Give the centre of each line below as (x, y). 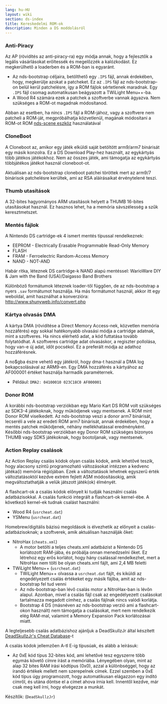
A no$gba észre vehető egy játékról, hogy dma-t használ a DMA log (75, 362)
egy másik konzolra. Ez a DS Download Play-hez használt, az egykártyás (80, 152)
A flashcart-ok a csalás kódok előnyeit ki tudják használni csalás (71, 492)
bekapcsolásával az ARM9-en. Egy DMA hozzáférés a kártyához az (74, 367)
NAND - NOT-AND (31, 261)
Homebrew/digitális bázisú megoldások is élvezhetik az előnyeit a (73, 527)
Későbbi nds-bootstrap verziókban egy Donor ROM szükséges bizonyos (79, 432)
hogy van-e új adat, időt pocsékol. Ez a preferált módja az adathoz (73, 347)
